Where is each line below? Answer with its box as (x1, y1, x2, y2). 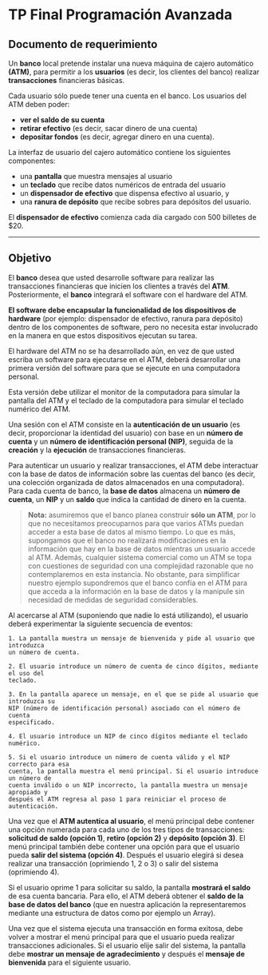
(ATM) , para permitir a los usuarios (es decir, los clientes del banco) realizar (8, 67, 260, 77)
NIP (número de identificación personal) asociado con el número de (8, 704, 241, 712)
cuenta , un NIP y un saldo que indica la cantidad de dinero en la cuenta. (8, 494, 246, 504)
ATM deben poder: (8, 100, 70, 109)
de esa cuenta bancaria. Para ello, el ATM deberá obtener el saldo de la (8, 891, 244, 901)
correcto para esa (8, 760, 69, 768)
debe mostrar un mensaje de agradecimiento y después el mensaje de (8, 949, 246, 958)
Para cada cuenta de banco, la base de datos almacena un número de (8, 486, 241, 495)
